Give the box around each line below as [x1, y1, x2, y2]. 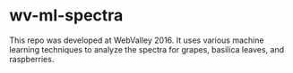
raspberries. [9, 53, 55, 64]
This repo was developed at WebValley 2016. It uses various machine [9, 35, 264, 45]
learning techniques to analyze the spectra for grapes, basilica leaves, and [9, 44, 285, 54]
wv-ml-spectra [9, 5, 124, 26]
